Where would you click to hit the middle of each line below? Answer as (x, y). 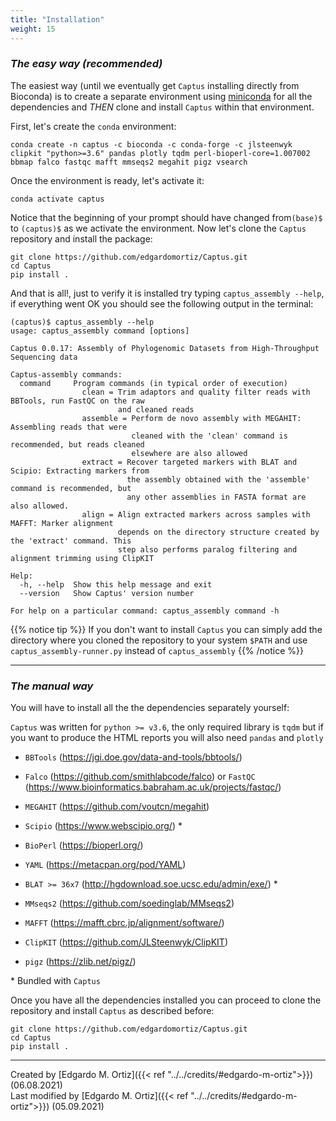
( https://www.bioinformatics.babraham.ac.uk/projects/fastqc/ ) (153, 787)
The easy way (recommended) (86, 64)
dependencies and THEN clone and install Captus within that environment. (162, 107)
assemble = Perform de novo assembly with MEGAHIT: (191, 418)
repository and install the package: (81, 238)
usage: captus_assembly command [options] (100, 331)
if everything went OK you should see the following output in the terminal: (162, 303)
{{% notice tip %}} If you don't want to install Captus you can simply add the (166, 629)
